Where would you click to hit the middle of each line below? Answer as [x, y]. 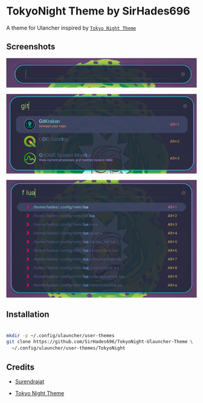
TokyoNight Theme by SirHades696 [98, 11]
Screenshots [31, 47]
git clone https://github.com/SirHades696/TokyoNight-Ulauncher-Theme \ [100, 342]
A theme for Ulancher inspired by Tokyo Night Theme [71, 28]
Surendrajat [30, 381]
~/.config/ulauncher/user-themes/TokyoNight [69, 348]
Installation [28, 315]
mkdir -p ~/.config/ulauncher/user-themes [60, 335]
